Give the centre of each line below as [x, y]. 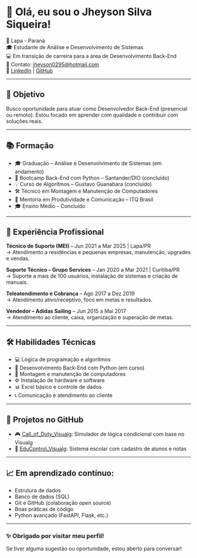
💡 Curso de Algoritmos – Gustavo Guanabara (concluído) [83, 184]
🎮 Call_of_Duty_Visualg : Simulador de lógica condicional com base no [99, 434]
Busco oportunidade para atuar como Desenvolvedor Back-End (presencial [97, 108]
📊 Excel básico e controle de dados [58, 387]
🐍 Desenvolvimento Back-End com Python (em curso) [79, 368]
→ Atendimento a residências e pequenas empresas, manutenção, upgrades [98, 252]
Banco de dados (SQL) [42, 497]
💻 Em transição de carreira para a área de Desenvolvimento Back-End [91, 56]
